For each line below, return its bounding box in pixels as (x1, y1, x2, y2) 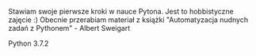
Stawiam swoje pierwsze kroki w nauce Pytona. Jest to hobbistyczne (8, 7, 234, 16)
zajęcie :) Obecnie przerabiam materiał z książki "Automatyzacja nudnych (8, 15, 248, 24)
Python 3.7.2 (8, 39, 49, 48)
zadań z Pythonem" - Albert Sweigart (8, 24, 131, 32)
